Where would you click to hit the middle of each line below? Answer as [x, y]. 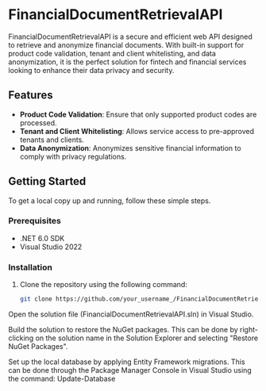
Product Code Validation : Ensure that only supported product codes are [138, 114]
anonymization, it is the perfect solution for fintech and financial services [127, 62]
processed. [38, 123]
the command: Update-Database [62, 379]
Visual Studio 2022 [51, 247]
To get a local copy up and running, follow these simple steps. [110, 201]
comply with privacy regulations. [73, 156]
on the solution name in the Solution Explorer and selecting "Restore [147, 338]
